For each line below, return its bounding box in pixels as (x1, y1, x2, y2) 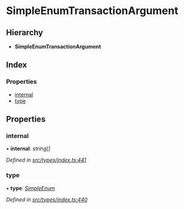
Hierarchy (6, 28, 44, 38)
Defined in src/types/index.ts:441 (6, 157, 86, 164)
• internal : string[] (6, 145, 51, 152)
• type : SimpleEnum (6, 184, 55, 191)
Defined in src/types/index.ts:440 (6, 195, 88, 203)
